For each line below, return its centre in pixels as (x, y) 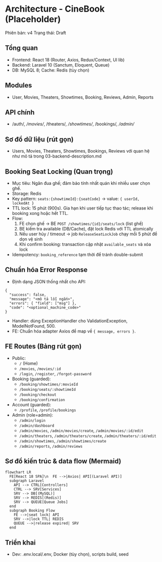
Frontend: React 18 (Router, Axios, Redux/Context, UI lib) (68, 60)
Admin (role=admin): (32, 415)
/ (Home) (29, 363)
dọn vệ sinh (31, 239)
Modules (19, 85)
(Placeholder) (33, 19)
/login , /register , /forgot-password (55, 373)
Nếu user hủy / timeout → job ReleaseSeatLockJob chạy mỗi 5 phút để (88, 234)
